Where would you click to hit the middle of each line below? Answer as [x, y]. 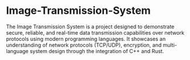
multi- [170, 45]
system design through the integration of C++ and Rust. [97, 51]
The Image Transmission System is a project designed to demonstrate [90, 27]
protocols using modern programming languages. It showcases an [86, 39]
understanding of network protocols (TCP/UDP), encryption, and [84, 45]
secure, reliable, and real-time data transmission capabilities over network [95, 32]
